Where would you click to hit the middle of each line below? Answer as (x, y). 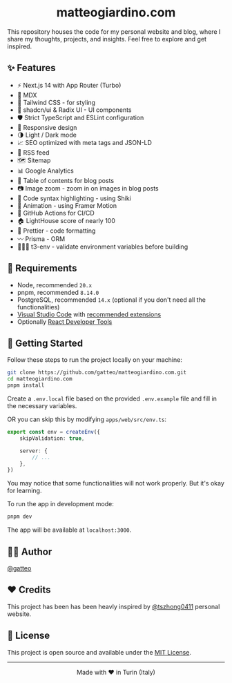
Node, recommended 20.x (54, 285)
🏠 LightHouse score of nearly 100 (66, 220)
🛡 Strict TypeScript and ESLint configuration (80, 117)
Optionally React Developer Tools (65, 321)
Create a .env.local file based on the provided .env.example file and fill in (112, 398)
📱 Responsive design (47, 127)
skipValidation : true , (52, 438)
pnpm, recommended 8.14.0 (58, 292)
